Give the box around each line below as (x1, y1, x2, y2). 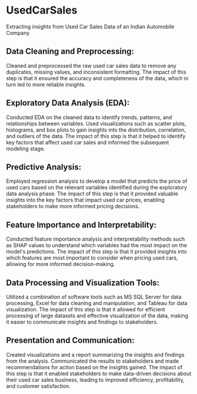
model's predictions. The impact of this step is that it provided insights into (6, 248, 187, 255)
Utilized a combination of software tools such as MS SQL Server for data (6, 293, 182, 300)
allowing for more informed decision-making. (6, 261, 115, 268)
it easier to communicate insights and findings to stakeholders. (6, 319, 158, 325)
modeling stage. (6, 145, 45, 152)
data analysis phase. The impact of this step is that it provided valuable (6, 190, 178, 198)
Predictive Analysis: (6, 162, 82, 172)
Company (6, 29, 30, 36)
